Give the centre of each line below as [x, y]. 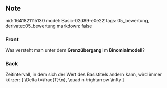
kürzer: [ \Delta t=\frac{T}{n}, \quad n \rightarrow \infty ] [65, 80]
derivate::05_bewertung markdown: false [49, 26]
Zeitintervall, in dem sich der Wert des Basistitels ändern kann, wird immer [84, 75]
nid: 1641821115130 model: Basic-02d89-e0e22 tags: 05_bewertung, [77, 20]
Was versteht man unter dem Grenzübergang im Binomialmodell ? [75, 50]
